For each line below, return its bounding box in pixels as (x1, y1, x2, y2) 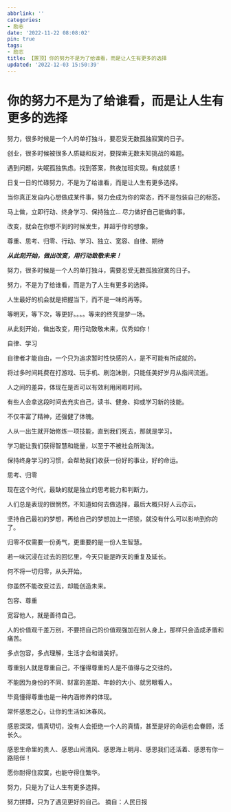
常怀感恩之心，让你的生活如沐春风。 (7, 707, 110, 716)
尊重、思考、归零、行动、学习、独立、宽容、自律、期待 (7, 237, 164, 245)
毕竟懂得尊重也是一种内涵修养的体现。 (7, 692, 115, 701)
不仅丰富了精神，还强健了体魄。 (7, 412, 98, 420)
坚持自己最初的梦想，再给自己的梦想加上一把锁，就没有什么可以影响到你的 (7, 514, 218, 523)
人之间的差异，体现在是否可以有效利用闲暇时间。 (7, 383, 146, 391)
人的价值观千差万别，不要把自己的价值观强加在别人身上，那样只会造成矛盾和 (7, 626, 224, 634)
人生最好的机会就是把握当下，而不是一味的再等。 (7, 295, 146, 303)
